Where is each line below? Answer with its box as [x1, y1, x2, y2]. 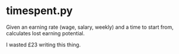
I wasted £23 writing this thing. [6, 41, 81, 48]
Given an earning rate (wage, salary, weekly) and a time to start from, [6, 23, 174, 31]
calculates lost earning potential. [6, 29, 85, 36]
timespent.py [6, 4, 73, 18]
